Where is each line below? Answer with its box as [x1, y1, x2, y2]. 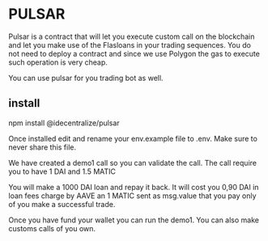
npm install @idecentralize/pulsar [8, 118, 120, 128]
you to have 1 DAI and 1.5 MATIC [8, 167, 116, 176]
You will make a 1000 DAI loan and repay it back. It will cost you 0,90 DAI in [8, 182, 259, 192]
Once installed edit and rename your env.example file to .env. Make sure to [8, 133, 257, 143]
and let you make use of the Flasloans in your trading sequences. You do [8, 40, 251, 49]
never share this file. [8, 142, 77, 152]
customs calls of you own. [8, 223, 96, 233]
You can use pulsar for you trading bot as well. [8, 73, 164, 82]
